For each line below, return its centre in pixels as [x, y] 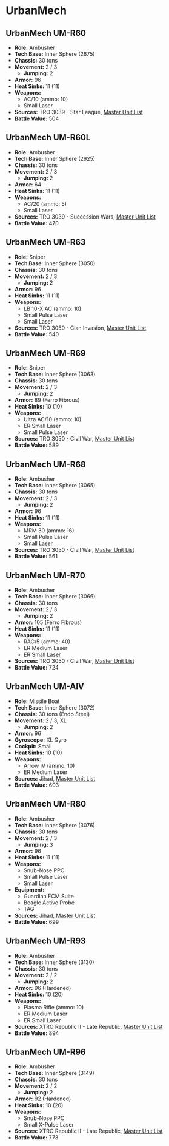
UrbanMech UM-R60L [48, 137]
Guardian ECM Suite [48, 896]
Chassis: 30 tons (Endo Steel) [52, 714]
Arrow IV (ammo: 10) [49, 765]
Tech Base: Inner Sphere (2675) [55, 54]
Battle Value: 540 [37, 334]
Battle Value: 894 [37, 1033]
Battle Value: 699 [37, 922]
